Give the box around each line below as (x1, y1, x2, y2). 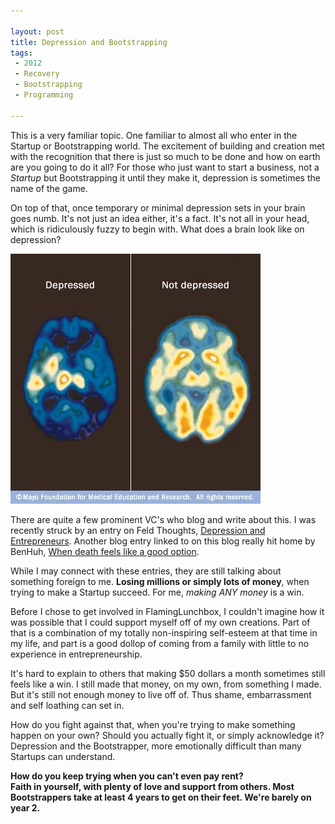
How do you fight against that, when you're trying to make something (10, 718, 296, 730)
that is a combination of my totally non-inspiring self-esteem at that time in (10, 626, 318, 639)
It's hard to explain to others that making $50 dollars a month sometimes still (10, 667, 326, 679)
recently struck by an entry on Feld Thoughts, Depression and (10, 524, 266, 536)
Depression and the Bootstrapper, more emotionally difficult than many (10, 740, 302, 752)
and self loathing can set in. (10, 699, 125, 711)
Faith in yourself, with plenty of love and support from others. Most (10, 780, 295, 792)
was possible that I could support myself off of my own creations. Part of (10, 616, 311, 628)
